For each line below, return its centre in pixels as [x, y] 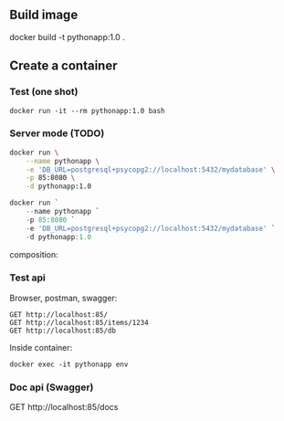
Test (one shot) [44, 92]
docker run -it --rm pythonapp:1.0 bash [88, 111]
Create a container [63, 66]
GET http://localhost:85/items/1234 [79, 322]
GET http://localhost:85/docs [64, 407]
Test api [27, 278]
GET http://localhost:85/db [63, 331]
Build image [44, 15]
